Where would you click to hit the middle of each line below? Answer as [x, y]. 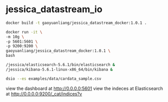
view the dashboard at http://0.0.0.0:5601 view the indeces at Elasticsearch [85, 88]
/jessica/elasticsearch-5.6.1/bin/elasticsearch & [60, 65]
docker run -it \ [24, 32]
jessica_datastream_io [54, 9]
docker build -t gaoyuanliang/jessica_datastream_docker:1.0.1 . [76, 23]
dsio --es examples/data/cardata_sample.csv [54, 79]
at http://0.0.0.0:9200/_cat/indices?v [44, 94]
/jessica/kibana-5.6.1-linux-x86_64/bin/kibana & [59, 70]
